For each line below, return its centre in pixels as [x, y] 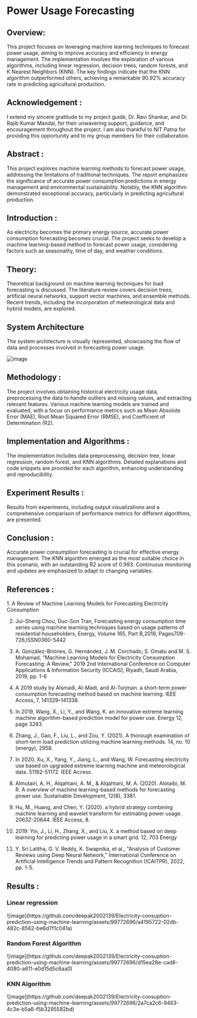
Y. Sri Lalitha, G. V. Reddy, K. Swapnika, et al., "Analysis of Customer [98, 849]
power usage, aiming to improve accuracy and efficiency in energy [87, 53]
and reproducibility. [30, 474]
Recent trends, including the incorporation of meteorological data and [91, 302]
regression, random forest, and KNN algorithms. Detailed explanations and [96, 462]
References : [30, 589]
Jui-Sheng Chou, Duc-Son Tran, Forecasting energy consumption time [101, 621]
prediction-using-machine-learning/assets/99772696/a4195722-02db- [93, 921]
